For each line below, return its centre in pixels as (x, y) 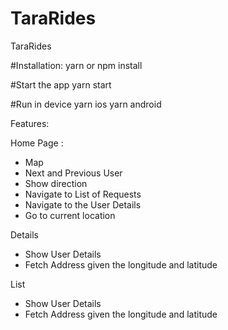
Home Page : (37, 143)
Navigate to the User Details (83, 204)
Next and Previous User (73, 173)
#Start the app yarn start (61, 84)
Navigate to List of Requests (83, 194)
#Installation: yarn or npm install (76, 65)
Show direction (56, 183)
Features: (30, 123)
